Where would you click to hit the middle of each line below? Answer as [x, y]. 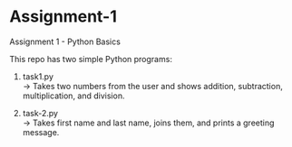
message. [41, 132]
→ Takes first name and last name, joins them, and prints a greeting [148, 123]
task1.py [38, 76]
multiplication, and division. [73, 96]
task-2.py [40, 113]
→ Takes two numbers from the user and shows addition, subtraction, [152, 86]
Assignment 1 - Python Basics [65, 41]
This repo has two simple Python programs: [91, 59]
